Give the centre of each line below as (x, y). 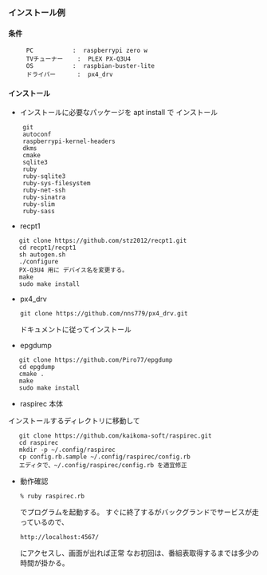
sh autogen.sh (42, 255)
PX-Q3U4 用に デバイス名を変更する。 (74, 270)
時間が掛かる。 (44, 563)
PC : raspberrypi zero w (87, 51)
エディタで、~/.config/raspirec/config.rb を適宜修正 (103, 466)
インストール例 (37, 12)
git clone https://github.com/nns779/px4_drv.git (104, 314)
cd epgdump (37, 367)
